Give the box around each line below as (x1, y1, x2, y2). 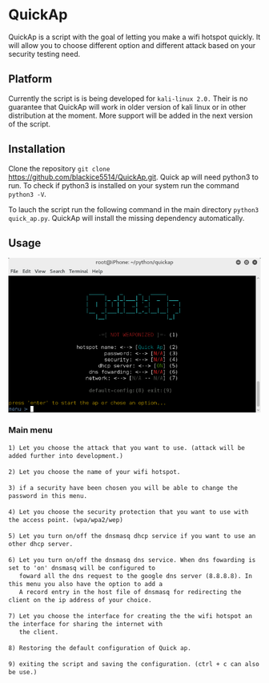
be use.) (8, 668, 38, 676)
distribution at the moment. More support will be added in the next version (8, 110, 254, 120)
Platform (8, 72, 53, 86)
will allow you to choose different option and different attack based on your (8, 40, 256, 50)
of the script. (8, 119, 50, 129)
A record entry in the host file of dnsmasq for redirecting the (18, 588, 242, 596)
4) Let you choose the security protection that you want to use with (8, 508, 249, 516)
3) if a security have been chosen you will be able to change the (8, 484, 239, 492)
